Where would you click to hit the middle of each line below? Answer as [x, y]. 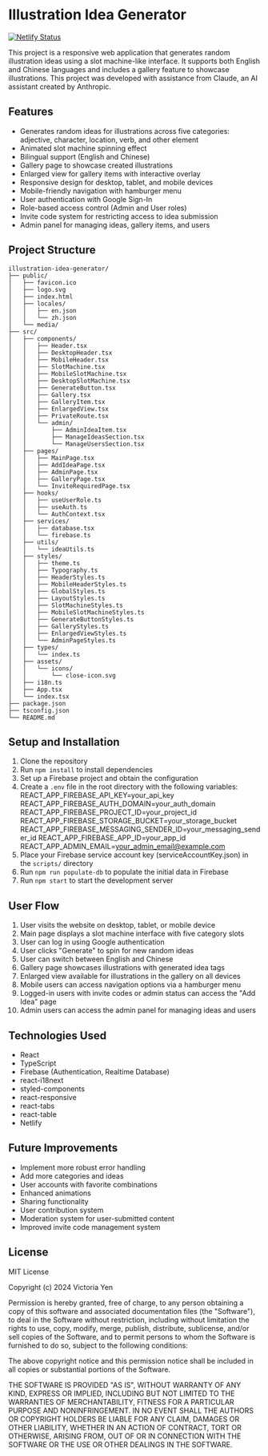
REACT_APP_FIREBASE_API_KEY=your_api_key [97, 795]
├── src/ [23, 332]
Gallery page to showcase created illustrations [96, 165]
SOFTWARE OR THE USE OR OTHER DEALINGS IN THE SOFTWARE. [120, 1444]
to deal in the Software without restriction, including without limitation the [129, 1320]
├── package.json [37, 703]
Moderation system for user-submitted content [97, 1218]
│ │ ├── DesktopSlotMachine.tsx [69, 381]
